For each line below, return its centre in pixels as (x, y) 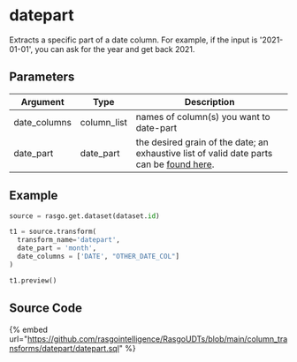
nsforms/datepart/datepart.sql (64, 348)
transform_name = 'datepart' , (69, 240)
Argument (42, 102)
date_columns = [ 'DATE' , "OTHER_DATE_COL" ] (98, 257)
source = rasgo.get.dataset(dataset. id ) (85, 216)
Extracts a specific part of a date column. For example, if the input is (133, 40)
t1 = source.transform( (53, 232)
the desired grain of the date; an (202, 142)
